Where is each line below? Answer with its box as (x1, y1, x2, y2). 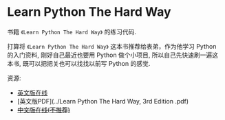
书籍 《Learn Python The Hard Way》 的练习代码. (7, 27, 136, 36)
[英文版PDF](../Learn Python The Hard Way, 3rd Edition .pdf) (17, 97, 189, 105)
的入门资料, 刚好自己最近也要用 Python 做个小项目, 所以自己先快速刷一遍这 (7, 51, 219, 59)
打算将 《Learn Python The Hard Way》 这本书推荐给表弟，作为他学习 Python (7, 42, 217, 50)
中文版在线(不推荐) (17, 106, 71, 114)
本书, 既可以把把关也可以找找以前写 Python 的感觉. (7, 59, 151, 67)
